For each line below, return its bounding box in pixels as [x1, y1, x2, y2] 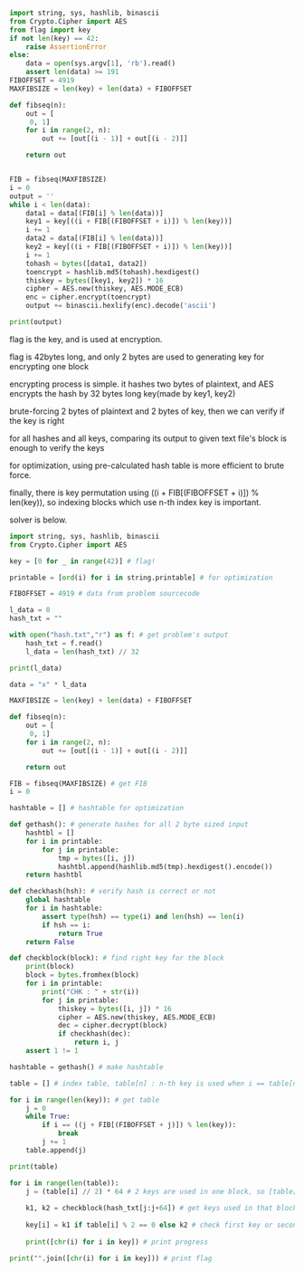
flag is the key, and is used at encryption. [9, 333, 163, 344]
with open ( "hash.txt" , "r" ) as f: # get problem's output [9, 630, 229, 639]
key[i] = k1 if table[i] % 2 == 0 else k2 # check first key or [25, 1220, 273, 1229]
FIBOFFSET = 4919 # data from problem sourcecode [9, 589, 201, 598]
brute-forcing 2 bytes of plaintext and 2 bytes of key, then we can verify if [9, 406, 285, 416]
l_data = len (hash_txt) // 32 [25, 647, 140, 656]
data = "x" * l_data [9, 680, 88, 689]
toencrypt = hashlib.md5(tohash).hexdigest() [25, 267, 201, 276]
